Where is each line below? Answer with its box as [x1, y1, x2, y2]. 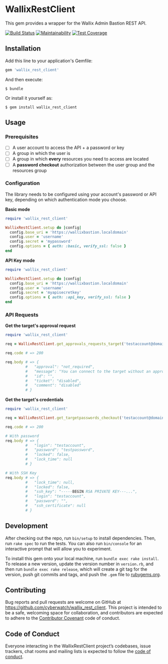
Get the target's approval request [5, 322, 76, 329]
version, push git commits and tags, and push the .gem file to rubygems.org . [5, 571, 161, 577]
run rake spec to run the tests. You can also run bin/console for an [5, 540, 142, 546]
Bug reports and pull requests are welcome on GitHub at [5, 599, 121, 605]
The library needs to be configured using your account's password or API [5, 191, 156, 197]
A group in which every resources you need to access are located [12, 156, 149, 162]
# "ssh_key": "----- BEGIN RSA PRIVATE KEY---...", [25, 489, 137, 494]
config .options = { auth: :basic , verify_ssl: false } [9, 244, 126, 249]
